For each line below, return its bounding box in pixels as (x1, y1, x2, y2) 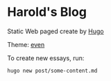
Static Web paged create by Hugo (7, 27, 104, 35)
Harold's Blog (7, 4, 87, 20)
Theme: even (7, 40, 45, 48)
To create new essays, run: (7, 53, 85, 62)
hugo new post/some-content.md (7, 67, 98, 74)
